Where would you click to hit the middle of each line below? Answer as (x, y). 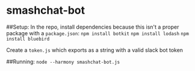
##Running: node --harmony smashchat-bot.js (63, 61)
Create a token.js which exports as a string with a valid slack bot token (95, 50)
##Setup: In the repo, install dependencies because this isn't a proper (93, 27)
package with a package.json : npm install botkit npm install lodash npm (98, 33)
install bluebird (28, 39)
